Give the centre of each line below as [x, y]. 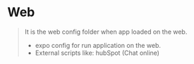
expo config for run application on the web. [98, 45]
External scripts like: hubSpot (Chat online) [97, 53]
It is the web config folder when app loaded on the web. [106, 32]
